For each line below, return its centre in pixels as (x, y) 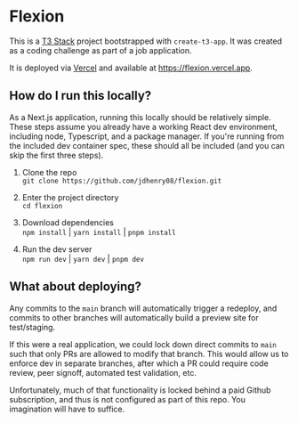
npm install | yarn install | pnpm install (99, 232)
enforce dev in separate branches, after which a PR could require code (139, 363)
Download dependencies (68, 222)
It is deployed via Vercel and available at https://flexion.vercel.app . (131, 68)
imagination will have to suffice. (67, 409)
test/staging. (32, 327)
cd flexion (42, 206)
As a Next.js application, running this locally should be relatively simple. (140, 117)
